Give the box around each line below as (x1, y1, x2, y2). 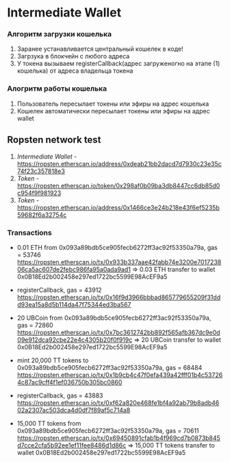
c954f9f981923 (16, 189, 62, 197)
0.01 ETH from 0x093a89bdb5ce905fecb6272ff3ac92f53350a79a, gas (16, 243, 218, 251)
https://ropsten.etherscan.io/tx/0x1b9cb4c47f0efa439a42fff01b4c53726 (16, 371, 223, 379)
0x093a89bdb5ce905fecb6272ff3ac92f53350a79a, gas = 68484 (16, 363, 203, 371)
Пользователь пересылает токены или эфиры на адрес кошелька (16, 100, 209, 108)
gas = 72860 (16, 321, 53, 329)
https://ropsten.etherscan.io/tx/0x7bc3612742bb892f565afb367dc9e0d (16, 328, 220, 336)
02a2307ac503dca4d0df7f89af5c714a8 (16, 406, 131, 414)
